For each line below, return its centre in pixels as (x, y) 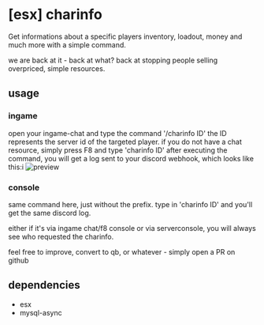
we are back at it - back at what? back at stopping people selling (113, 60)
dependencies (44, 285)
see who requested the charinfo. (61, 236)
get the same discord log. (50, 213)
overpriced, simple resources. (57, 68)
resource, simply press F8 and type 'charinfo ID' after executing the (118, 150)
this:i (16, 167)
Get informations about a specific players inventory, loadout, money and (125, 36)
